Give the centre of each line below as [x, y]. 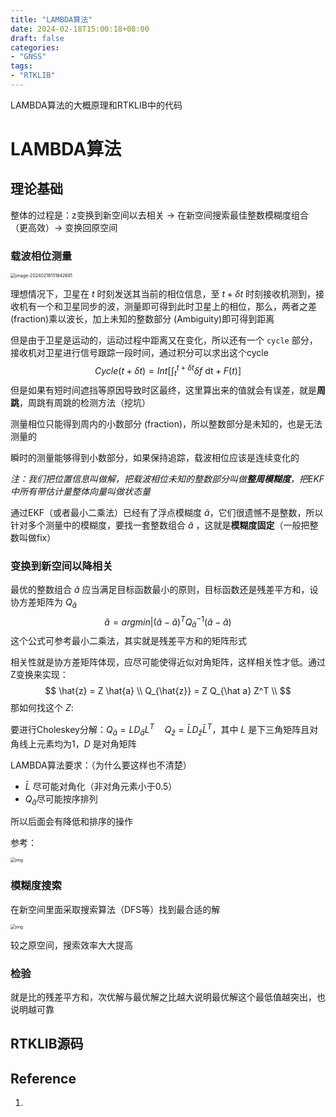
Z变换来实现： [39, 675]
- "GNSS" [28, 57]
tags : [21, 66]
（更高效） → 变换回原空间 [64, 227]
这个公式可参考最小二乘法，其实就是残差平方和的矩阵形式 [128, 641]
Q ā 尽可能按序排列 [61, 799]
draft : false [37, 38]
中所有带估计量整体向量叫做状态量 [80, 491]
